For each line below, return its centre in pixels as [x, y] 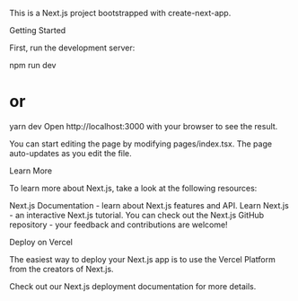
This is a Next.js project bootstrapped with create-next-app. [120, 13]
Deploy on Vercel [41, 242]
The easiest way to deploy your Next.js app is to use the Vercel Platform [143, 259]
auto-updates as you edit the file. [70, 153]
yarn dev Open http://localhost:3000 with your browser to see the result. [144, 126]
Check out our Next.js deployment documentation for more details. [133, 286]
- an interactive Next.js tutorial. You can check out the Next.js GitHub [137, 215]
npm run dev [33, 65]
